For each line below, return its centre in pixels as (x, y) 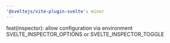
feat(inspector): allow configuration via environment (70, 28)
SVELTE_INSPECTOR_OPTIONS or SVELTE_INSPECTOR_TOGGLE (85, 34)
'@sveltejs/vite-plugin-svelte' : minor (55, 11)
